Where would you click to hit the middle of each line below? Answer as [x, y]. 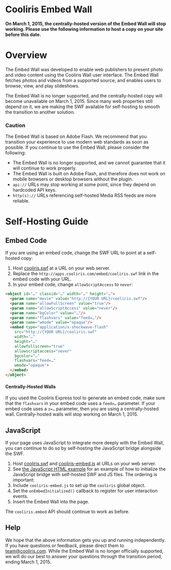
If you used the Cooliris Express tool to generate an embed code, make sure [85, 398]
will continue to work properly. [45, 168]
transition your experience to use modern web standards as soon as [77, 142]
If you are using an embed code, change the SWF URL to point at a [76, 253]
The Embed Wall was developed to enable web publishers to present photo [84, 69]
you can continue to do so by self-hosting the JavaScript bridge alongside [83, 448]
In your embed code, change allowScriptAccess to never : [73, 284]
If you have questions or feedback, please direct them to [65, 545]
